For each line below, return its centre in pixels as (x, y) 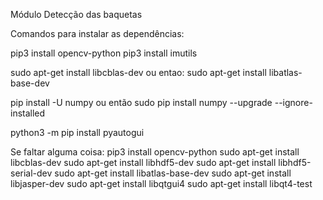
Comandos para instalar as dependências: (97, 33)
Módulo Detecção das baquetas (76, 14)
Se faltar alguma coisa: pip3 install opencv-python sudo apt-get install (155, 152)
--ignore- (293, 102)
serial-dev (31, 173)
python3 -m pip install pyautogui (77, 132)
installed (28, 113)
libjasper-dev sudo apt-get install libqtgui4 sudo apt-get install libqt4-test (161, 183)
